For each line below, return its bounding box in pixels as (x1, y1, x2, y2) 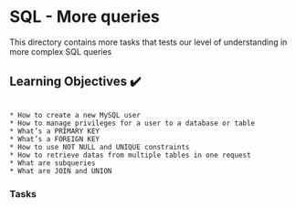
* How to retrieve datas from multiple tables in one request (9, 150, 251, 160)
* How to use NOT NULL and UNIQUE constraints (9, 142, 190, 151)
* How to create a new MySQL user (9, 110, 142, 119)
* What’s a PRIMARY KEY (9, 126, 100, 136)
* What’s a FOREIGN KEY (9, 134, 100, 143)
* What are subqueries (9, 158, 96, 168)
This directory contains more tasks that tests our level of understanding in (9, 36, 288, 47)
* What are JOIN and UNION (9, 166, 112, 175)
